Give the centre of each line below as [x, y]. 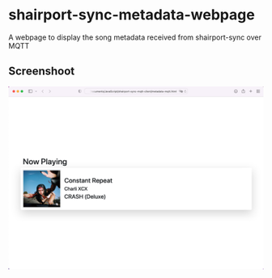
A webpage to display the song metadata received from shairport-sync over [135, 37]
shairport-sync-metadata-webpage [132, 15]
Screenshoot [42, 72]
